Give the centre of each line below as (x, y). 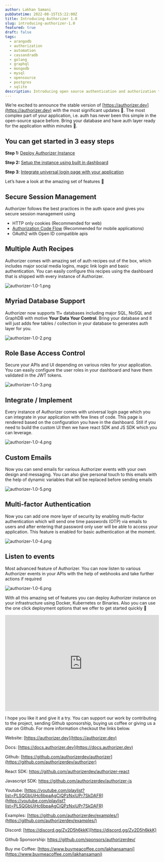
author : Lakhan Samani (28, 10)
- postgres (20, 82)
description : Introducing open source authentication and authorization (81, 91)
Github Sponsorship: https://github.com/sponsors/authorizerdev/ (70, 839)
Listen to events (30, 557)
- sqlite (18, 87)
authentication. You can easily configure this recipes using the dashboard (79, 271)
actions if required (23, 579)
